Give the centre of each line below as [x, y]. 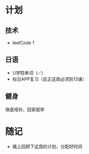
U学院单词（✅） [29, 73]
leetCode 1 [23, 43]
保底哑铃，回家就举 [25, 109]
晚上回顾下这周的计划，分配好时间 [47, 146]
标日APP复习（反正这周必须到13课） [49, 79]
